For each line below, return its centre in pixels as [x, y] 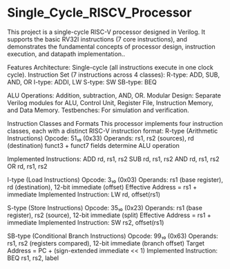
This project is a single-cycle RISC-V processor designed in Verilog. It [106, 32]
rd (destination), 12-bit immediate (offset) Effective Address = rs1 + [102, 187]
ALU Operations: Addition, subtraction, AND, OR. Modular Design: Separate [114, 95]
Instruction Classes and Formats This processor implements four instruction [115, 123]
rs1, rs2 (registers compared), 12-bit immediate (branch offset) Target [106, 243]
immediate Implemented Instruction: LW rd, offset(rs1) [84, 194]
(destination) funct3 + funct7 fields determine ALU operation [93, 145]
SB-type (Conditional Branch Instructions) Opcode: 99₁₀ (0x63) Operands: [113, 236]
